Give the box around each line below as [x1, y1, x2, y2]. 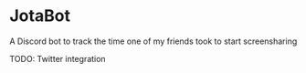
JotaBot [9, 5, 71, 26]
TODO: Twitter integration [9, 53, 107, 64]
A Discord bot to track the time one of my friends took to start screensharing [9, 36, 298, 47]
